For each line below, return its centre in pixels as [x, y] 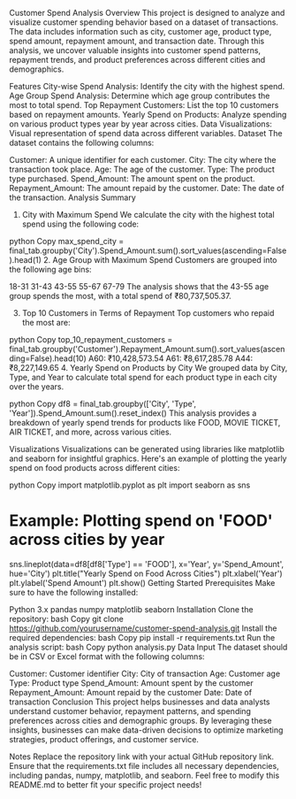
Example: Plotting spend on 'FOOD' [141, 521]
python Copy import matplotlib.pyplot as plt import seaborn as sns [130, 485]
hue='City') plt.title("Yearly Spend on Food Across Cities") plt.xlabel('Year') [146, 573]
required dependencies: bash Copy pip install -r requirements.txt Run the [142, 637]
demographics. [37, 69]
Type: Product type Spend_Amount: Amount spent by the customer [131, 683]
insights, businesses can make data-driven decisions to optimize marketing [146, 730]
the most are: [46, 323]
